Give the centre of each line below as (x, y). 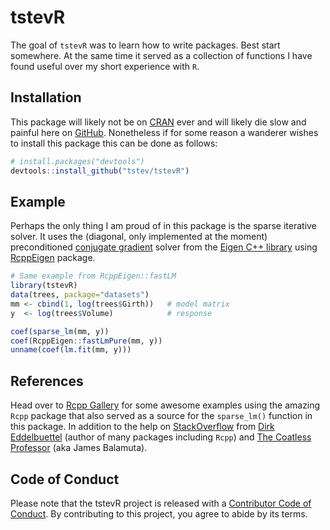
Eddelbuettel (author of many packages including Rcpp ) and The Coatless (161, 437)
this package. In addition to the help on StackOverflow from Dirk (142, 427)
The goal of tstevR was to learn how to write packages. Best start (145, 45)
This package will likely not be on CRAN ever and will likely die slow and (158, 122)
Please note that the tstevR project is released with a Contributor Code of (161, 503)
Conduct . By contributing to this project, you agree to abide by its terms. (159, 513)
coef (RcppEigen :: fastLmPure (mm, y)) (86, 341)
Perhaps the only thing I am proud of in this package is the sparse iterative (163, 226)
